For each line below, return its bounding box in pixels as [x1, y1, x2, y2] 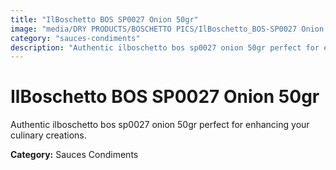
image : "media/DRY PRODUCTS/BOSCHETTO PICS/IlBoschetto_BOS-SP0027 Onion [10, 24, 325, 34]
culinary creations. [10, 129, 87, 141]
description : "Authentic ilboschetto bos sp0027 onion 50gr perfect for [10, 42, 320, 53]
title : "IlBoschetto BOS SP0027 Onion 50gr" [10, 14, 199, 25]
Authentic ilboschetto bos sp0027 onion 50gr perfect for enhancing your [10, 119, 310, 131]
